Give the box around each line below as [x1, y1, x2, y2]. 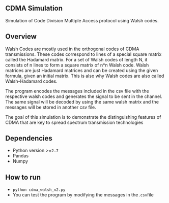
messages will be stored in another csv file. [5, 104, 97, 110]
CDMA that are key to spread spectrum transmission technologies [5, 119, 144, 125]
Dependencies [5, 134, 52, 143]
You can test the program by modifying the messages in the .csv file [12, 192, 154, 198]
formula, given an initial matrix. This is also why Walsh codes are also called [5, 73, 164, 79]
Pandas [12, 153, 29, 159]
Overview [5, 32, 37, 41]
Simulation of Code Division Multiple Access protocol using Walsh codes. [5, 17, 159, 23]
